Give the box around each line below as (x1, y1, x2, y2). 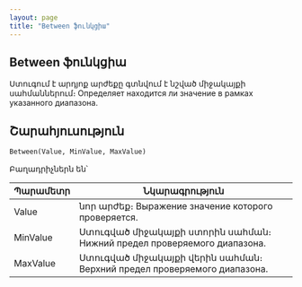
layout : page (9, 13, 58, 22)
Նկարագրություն (142, 185, 225, 197)
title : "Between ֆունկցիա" (9, 22, 111, 30)
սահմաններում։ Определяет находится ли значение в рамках (9, 88, 253, 99)
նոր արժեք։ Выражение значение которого (79, 200, 273, 212)
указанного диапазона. (9, 98, 99, 109)
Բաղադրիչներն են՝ (9, 163, 88, 174)
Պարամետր (13, 185, 71, 197)
